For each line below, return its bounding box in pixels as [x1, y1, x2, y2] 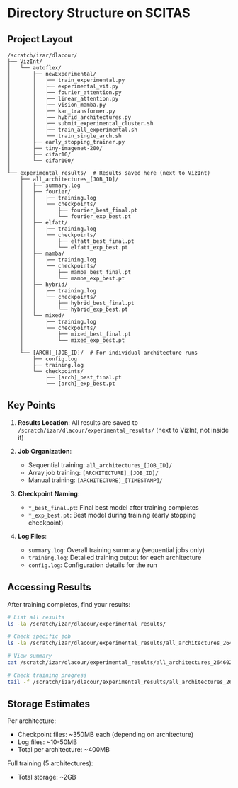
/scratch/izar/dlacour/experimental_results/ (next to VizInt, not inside [17, 426, 229, 434]
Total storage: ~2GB [17, 773, 76, 782]
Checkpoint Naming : [17, 489, 80, 498]
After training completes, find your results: [7, 600, 131, 608]
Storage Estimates [7, 698, 91, 710]
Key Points [7, 399, 56, 411]
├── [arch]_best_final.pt [45, 374, 122, 381]
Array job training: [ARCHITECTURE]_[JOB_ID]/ [28, 468, 159, 476]
